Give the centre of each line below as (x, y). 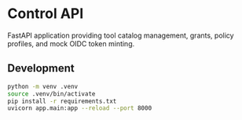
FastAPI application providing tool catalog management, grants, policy (121, 35)
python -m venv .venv (43, 86)
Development (41, 69)
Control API (46, 14)
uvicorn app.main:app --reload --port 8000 (80, 108)
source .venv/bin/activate (51, 94)
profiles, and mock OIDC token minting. (71, 43)
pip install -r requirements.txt (62, 101)
